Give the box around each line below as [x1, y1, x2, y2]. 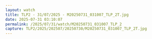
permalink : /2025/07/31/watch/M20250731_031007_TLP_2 [5, 21, 122, 27]
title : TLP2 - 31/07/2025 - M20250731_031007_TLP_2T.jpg [5, 12, 129, 17]
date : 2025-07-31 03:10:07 [5, 17, 63, 22]
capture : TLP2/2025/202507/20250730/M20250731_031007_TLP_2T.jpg [5, 26, 147, 31]
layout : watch [5, 7, 36, 13]
